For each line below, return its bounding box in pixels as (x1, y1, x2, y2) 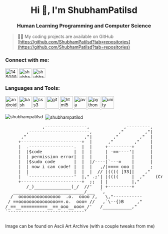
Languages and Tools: (5, 84, 60, 91)
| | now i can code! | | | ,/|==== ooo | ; (18, 164, 153, 169)
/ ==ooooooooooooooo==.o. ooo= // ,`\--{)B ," (7, 199, 142, 204)
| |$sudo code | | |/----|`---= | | (18, 159, 153, 164)
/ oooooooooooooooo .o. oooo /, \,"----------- (10, 194, 142, 199)
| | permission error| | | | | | (18, 154, 153, 159)
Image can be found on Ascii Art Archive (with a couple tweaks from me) (5, 223, 155, 229)
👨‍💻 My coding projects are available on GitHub (17, 33, 114, 39)
